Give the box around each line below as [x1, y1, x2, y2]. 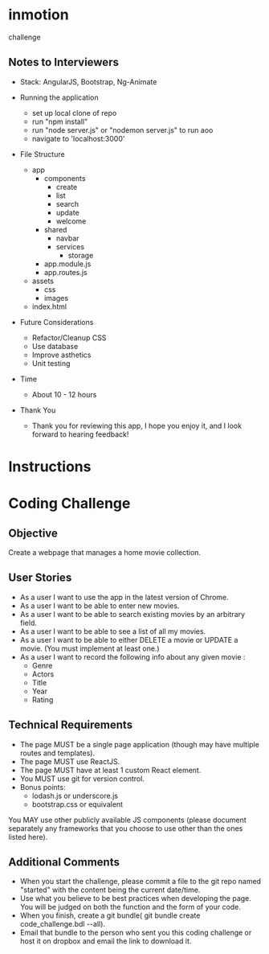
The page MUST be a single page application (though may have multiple [19, 739, 259, 749]
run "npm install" [31, 117, 88, 126]
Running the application [19, 93, 99, 102]
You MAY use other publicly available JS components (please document [8, 815, 247, 824]
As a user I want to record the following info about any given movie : [19, 652, 246, 661]
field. [19, 618, 38, 627]
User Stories [8, 571, 72, 585]
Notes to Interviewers [8, 56, 119, 69]
